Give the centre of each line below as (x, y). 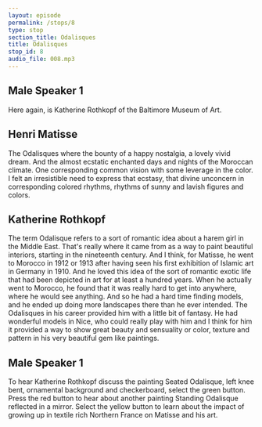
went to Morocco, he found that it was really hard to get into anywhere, (122, 288)
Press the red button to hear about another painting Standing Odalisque (123, 398)
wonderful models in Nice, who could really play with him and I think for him (130, 321)
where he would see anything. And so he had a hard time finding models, (126, 297)
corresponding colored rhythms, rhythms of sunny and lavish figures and (126, 186)
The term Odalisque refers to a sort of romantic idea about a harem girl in (126, 238)
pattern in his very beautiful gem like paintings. (84, 338)
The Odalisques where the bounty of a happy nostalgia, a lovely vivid (119, 153)
